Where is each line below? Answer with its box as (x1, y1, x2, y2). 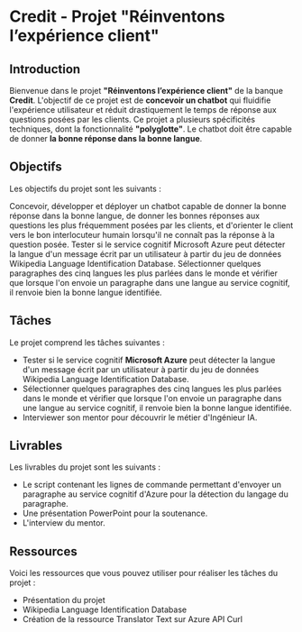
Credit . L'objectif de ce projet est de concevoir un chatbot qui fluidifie (9, 95, 271, 105)
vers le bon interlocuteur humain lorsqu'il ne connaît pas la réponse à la (9, 229, 275, 240)
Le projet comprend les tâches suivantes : (9, 336, 165, 348)
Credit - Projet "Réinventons (9, 6, 225, 27)
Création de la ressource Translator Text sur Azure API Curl (22, 614, 243, 625)
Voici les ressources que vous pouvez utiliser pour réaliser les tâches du (9, 568, 279, 579)
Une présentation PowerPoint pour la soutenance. (22, 508, 208, 519)
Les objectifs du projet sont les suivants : (9, 183, 162, 194)
